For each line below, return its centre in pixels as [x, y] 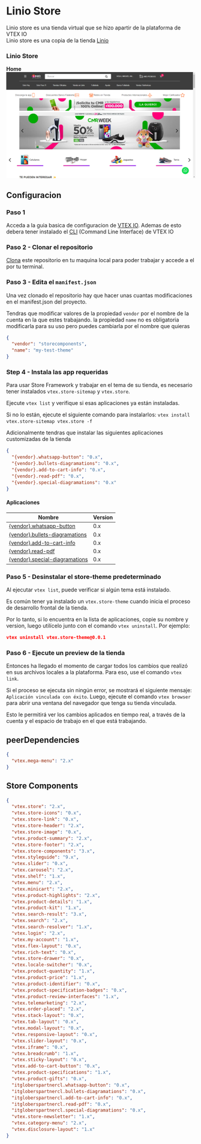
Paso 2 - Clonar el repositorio [49, 247]
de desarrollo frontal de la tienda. [47, 608]
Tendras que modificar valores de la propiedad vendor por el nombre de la [97, 313]
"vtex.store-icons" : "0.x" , [47, 813]
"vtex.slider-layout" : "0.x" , [49, 1041]
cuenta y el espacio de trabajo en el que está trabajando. [76, 721]
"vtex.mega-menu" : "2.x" [43, 761]
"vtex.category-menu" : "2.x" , [49, 1123]
